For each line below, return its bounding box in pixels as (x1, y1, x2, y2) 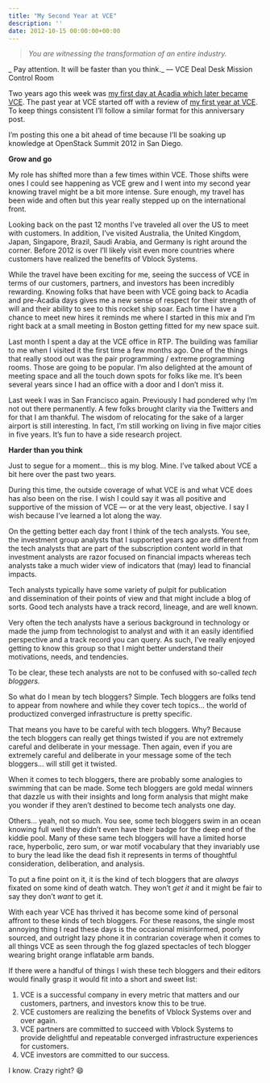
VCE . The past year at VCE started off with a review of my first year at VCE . (8, 98, 258, 107)
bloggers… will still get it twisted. (8, 759, 118, 769)
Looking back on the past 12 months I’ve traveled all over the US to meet (8, 220, 249, 230)
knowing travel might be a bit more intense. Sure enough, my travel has (8, 187, 245, 197)
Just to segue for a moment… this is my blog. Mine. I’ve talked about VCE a (8, 461, 258, 470)
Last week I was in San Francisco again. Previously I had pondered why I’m (8, 395, 258, 405)
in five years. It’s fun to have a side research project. (8, 429, 183, 440)
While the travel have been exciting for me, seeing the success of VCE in (8, 270, 250, 279)
